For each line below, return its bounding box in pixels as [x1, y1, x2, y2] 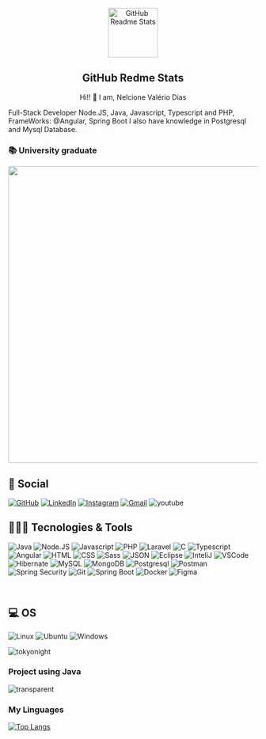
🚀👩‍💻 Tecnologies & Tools [8, 521, 133, 534]
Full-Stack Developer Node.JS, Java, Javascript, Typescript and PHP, [8, 108, 235, 117]
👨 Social [8, 477, 49, 491]
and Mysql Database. [8, 124, 78, 134]
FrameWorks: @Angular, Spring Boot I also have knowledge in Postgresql [8, 116, 247, 126]
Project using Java [8, 666, 82, 677]
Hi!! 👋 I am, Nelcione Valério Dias [79, 92, 187, 102]
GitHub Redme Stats [82, 71, 184, 85]
